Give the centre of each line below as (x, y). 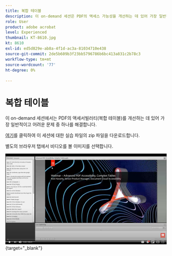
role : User (17, 21)
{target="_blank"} (24, 248)
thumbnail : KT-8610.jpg (31, 38)
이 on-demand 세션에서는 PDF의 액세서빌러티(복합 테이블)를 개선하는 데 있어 (82, 118)
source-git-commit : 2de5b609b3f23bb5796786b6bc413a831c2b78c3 (73, 54)
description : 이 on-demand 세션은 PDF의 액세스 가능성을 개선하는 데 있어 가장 (81, 16)
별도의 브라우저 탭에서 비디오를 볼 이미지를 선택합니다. (59, 146)
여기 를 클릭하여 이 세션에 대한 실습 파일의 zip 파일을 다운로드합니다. (72, 135)
